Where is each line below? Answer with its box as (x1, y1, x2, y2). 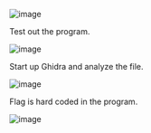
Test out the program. (9, 26, 90, 36)
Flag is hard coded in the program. (9, 96, 138, 107)
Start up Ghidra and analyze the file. (9, 62, 144, 71)
